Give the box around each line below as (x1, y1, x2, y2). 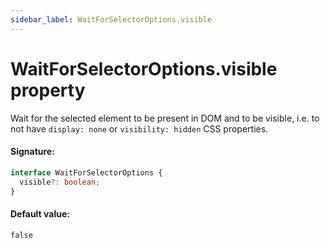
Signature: (10, 146, 55, 158)
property (10, 79, 86, 101)
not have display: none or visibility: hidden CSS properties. (10, 122, 269, 135)
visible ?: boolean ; (19, 177, 101, 187)
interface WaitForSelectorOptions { (10, 167, 163, 178)
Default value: (10, 207, 70, 220)
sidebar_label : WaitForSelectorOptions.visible (10, 14, 213, 25)
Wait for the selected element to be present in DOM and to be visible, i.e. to (10, 112, 320, 124)
